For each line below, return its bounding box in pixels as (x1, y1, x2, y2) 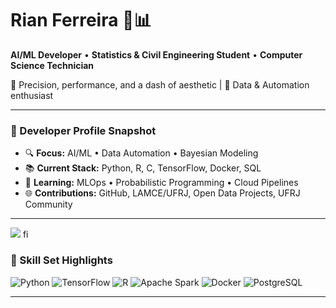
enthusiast (10, 89, 54, 101)
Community (24, 198, 73, 211)
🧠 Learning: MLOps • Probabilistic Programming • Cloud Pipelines (24, 177, 299, 189)
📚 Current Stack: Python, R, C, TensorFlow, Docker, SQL (24, 162, 262, 174)
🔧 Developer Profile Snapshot (10, 123, 157, 137)
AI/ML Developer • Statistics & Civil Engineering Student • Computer (10, 48, 303, 61)
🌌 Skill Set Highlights (10, 253, 113, 267)
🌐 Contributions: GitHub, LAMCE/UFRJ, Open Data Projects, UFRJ (24, 187, 301, 199)
